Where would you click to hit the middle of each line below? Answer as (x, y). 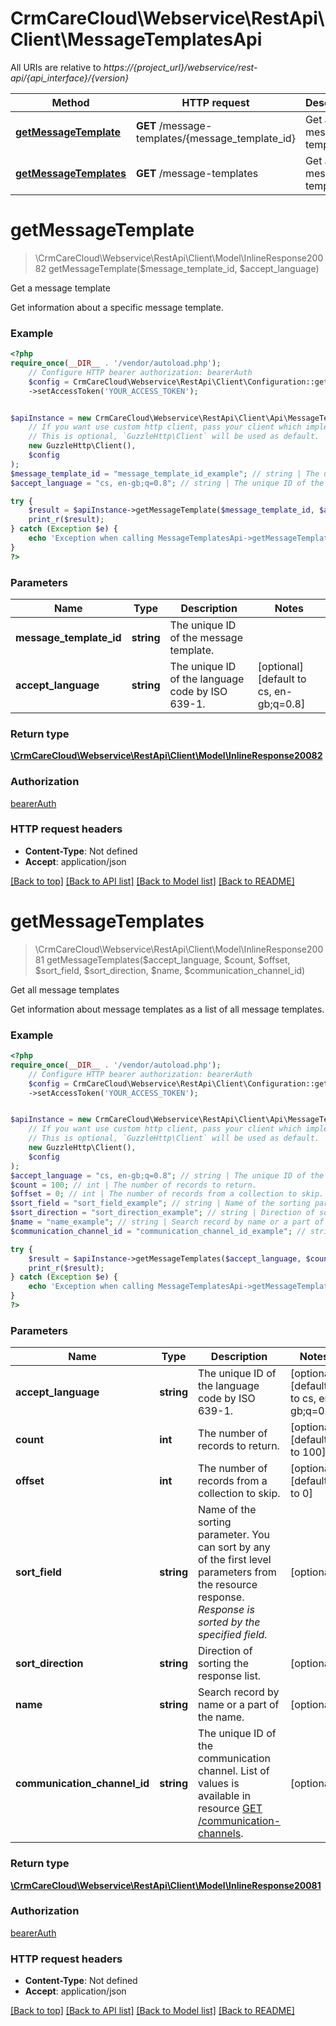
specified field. (232, 1635)
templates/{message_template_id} (216, 138)
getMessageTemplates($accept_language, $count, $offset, (168, 959)
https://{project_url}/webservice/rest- (180, 67)
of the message (206, 637)
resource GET (230, 1809)
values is (218, 1784)
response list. (229, 1676)
